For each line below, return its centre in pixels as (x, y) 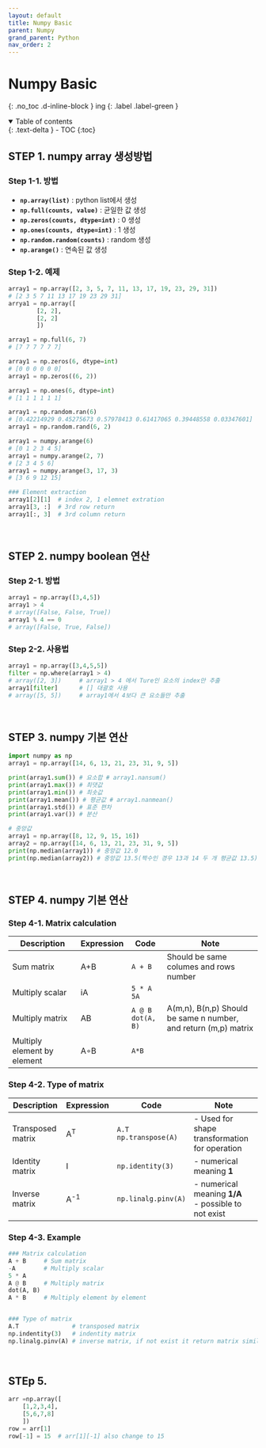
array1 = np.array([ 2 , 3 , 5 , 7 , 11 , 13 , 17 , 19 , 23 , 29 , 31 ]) (113, 289)
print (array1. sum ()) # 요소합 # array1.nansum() (87, 778)
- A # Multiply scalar (56, 1268)
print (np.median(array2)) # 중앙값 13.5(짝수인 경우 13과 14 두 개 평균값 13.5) (133, 858)
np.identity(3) (145, 1166)
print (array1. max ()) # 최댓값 (55, 785)
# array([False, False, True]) (60, 613)
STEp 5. (28, 1381)
